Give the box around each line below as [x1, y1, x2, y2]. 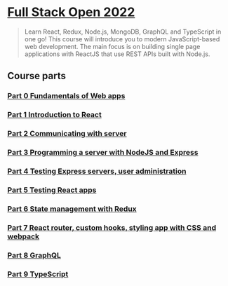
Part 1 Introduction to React [7, 110, 102, 120]
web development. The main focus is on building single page [24, 42, 201, 50]
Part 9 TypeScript [7, 269, 69, 279]
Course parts [7, 70, 67, 82]
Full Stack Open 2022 [7, 4, 135, 20]
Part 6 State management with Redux [7, 204, 137, 214]
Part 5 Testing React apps [7, 185, 97, 195]
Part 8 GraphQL [7, 250, 61, 260]
